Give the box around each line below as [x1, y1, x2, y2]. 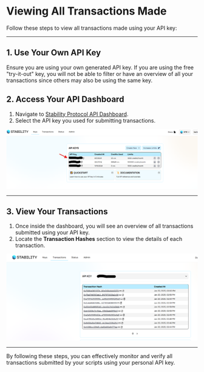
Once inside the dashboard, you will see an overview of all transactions [15, 223, 194, 230]
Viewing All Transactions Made [6, 4, 167, 18]
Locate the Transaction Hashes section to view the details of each [15, 235, 183, 243]
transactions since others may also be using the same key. [6, 76, 153, 84]
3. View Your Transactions [6, 206, 108, 217]
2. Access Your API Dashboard [6, 94, 124, 104]
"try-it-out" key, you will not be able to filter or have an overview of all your [6, 70, 193, 77]
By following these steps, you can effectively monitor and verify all [6, 353, 173, 360]
